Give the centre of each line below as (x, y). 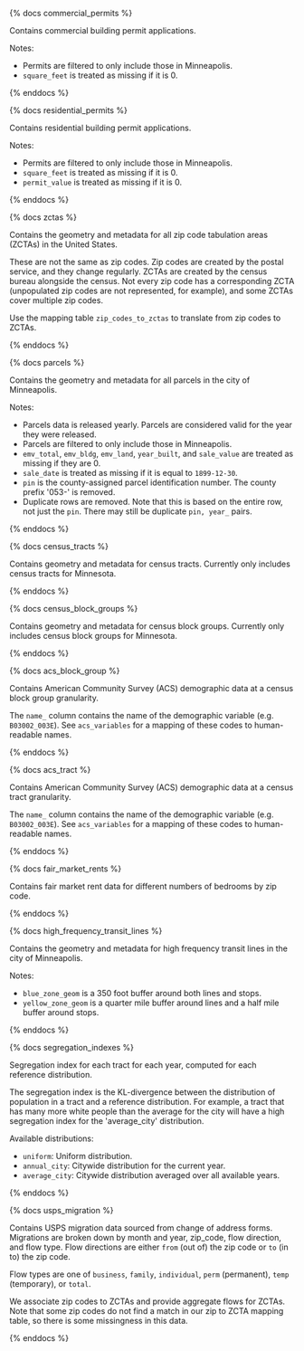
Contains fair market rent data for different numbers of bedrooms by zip (143, 886)
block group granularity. (54, 698)
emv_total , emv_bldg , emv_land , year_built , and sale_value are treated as (158, 453)
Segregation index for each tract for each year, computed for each (133, 1065)
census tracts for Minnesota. (63, 573)
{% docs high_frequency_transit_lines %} (86, 931)
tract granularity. (40, 797)
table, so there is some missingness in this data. (99, 1321)
